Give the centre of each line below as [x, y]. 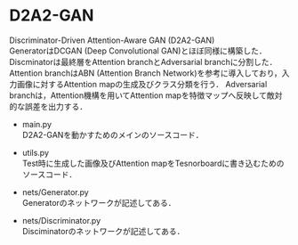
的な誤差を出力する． [48, 106]
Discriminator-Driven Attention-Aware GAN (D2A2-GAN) [112, 40]
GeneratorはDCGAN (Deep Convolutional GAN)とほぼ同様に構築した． [138, 51]
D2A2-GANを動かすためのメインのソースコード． [113, 135]
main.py [36, 124]
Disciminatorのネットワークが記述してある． [103, 231]
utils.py [36, 152]
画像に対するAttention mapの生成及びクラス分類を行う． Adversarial [142, 84]
